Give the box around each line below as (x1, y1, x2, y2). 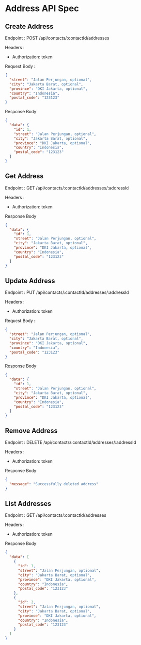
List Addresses (5, 499, 52, 508)
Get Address (5, 172, 44, 180)
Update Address (5, 276, 55, 285)
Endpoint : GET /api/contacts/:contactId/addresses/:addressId (5, 185, 129, 191)
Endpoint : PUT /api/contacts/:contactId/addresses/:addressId (5, 289, 129, 295)
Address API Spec (5, 3, 79, 14)
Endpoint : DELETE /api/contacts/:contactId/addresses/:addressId (5, 439, 137, 445)
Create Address (5, 22, 54, 31)
